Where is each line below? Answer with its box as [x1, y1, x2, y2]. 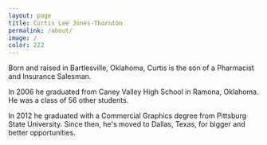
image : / [8, 33, 37, 42]
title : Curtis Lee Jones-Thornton [8, 19, 124, 27]
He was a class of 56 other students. [8, 96, 129, 105]
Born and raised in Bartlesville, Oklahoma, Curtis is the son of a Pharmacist [8, 63, 255, 72]
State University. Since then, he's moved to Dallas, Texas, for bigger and [8, 120, 245, 129]
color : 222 [8, 41, 45, 49]
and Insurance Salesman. [8, 72, 92, 81]
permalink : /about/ [8, 26, 73, 34]
